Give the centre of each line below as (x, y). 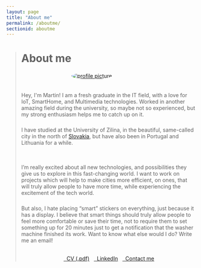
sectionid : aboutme (31, 29)
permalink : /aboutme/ (33, 23)
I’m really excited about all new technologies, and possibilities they (104, 167)
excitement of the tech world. (58, 193)
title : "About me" (29, 18)
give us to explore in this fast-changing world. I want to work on (100, 174)
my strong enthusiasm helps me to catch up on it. (82, 115)
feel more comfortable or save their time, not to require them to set (104, 222)
